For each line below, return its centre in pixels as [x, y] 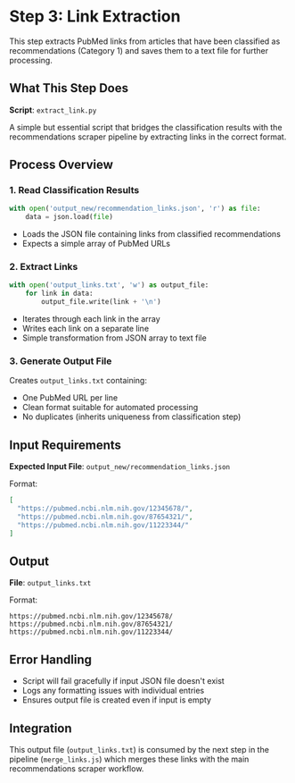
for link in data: [59, 294]
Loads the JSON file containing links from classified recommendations [151, 234]
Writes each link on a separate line [86, 329]
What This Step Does [69, 88]
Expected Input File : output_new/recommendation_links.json [119, 467]
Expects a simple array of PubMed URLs [96, 244]
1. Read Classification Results [74, 190]
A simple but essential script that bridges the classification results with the [146, 127]
